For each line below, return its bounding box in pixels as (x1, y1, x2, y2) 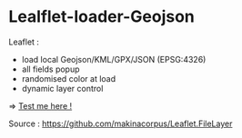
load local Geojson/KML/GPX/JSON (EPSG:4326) (21, 54, 207, 64)
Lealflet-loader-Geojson (8, 6, 195, 27)
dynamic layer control (21, 83, 104, 94)
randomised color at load (21, 73, 116, 84)
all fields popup (21, 64, 80, 74)
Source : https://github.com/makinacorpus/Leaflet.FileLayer (8, 118, 233, 129)
